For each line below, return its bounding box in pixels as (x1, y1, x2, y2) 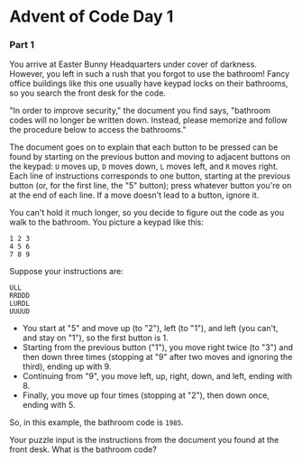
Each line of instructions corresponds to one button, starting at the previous (9, 171, 291, 181)
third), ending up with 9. (22, 361, 112, 372)
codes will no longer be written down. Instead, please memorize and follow (9, 115, 288, 125)
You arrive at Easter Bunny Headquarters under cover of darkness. (9, 59, 257, 69)
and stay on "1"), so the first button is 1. (22, 332, 169, 344)
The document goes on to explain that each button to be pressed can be (9, 142, 279, 152)
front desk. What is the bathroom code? (9, 444, 158, 455)
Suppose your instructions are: (9, 266, 124, 277)
